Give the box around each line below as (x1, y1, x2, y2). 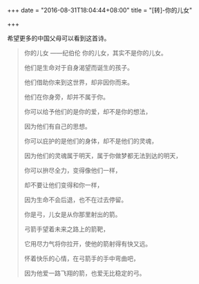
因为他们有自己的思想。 (23, 122, 91, 130)
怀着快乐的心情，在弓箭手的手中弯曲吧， (23, 254, 140, 263)
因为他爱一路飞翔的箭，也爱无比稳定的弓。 (23, 269, 146, 277)
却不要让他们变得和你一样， (23, 181, 104, 189)
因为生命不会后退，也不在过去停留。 (23, 196, 128, 204)
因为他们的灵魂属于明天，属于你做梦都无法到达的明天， (23, 151, 182, 160)
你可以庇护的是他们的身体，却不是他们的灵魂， (23, 137, 158, 145)
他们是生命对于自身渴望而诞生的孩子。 (23, 64, 133, 71)
